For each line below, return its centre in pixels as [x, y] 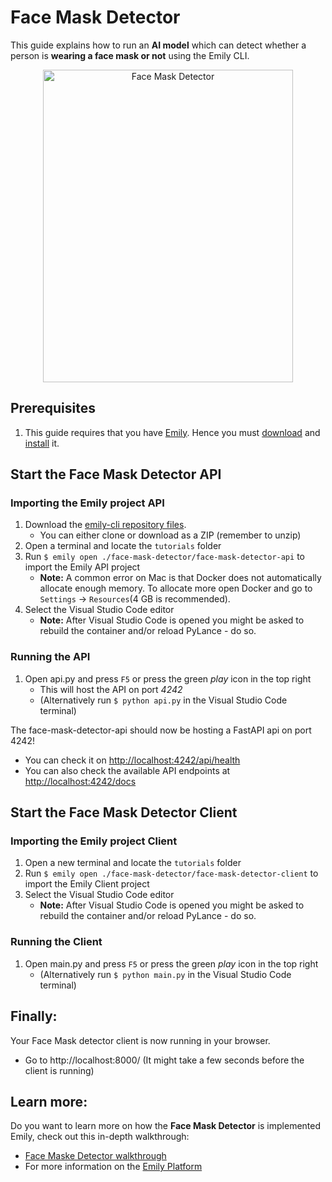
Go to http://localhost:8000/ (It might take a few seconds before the [164, 1060]
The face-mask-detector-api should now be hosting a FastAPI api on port [161, 730]
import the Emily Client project [87, 884]
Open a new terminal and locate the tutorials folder [133, 863]
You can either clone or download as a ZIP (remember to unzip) [170, 535]
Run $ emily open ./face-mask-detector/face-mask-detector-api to [164, 557]
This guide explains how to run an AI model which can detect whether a [158, 45]
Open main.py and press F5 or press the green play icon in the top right [171, 963]
